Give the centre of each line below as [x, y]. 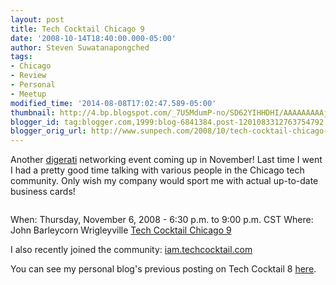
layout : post [37, 19]
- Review [28, 76]
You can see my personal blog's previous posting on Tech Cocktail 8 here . [163, 269]
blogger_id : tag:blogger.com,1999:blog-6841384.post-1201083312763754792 [167, 122]
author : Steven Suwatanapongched [80, 47]
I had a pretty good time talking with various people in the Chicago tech [157, 170]
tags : [21, 57]
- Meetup [28, 94]
